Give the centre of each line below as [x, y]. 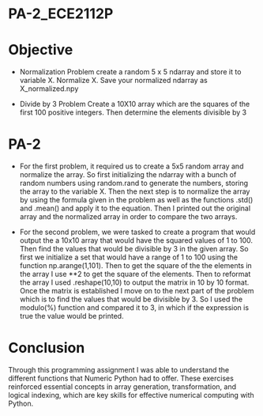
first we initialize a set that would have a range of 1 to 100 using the [129, 257]
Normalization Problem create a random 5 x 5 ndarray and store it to [130, 72]
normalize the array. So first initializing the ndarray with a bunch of [128, 175]
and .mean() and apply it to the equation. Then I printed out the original [135, 208]
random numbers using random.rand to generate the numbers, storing [134, 183]
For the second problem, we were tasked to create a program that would [137, 232]
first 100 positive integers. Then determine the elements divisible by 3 [133, 112]
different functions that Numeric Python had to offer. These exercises [121, 378]
